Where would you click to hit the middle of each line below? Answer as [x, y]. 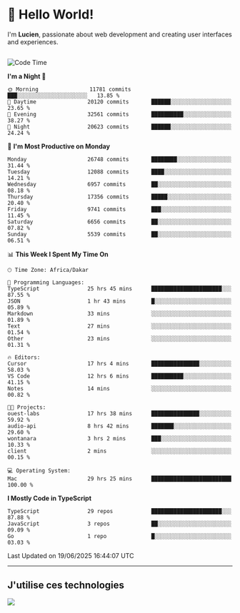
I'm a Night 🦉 [27, 76]
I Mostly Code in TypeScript [49, 498]
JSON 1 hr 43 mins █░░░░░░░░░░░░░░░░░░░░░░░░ [120, 302]
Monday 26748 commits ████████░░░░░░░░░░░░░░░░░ [120, 160]
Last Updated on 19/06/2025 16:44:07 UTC [71, 556]
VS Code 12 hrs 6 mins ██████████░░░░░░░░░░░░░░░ [120, 376]
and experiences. [33, 41]
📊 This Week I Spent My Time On [58, 254]
